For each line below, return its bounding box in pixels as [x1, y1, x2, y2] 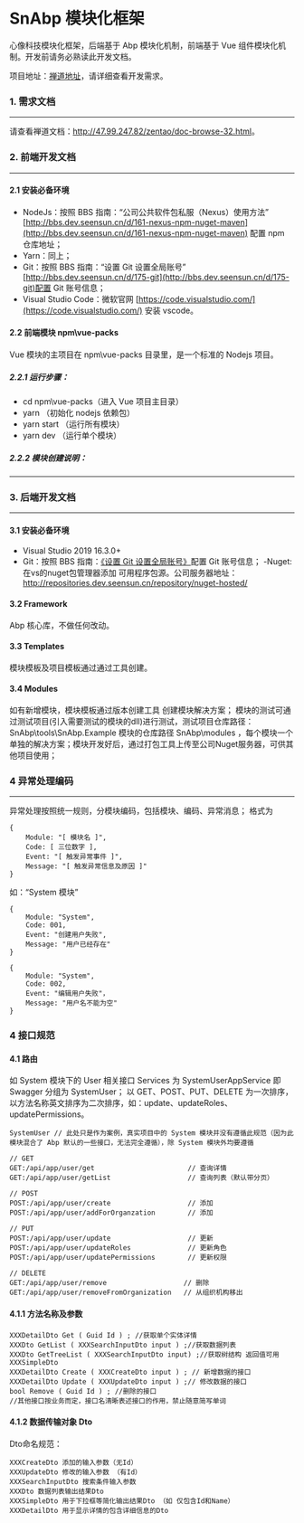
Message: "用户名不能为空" [25, 998, 118, 1008]
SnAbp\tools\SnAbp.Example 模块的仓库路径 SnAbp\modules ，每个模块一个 [9, 727, 294, 738]
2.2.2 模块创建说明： [9, 452, 88, 463]
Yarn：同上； [22, 250, 72, 260]
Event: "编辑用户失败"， [25, 989, 110, 998]
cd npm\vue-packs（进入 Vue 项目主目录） [22, 395, 184, 407]
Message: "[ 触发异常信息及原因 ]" [25, 862, 147, 871]
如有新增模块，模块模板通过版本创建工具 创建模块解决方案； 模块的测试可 [9, 705, 283, 715]
